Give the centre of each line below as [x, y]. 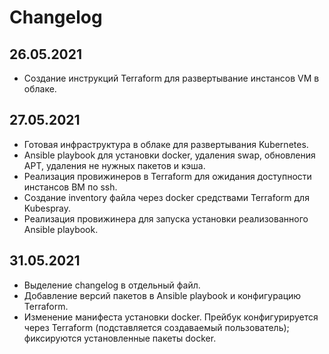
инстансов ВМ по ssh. [70, 187]
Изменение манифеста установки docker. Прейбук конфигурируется [171, 317]
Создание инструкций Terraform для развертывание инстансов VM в [171, 78]
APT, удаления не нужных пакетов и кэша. [114, 165]
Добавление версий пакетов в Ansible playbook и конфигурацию [162, 295]
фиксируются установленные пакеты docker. [120, 338]
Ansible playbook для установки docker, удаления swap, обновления [169, 155]
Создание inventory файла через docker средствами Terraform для [166, 197]
